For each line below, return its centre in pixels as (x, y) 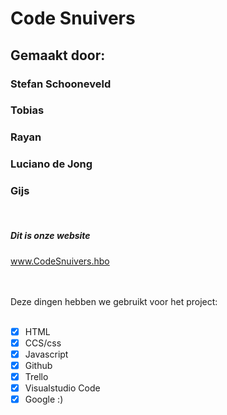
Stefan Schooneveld (61, 84)
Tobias (27, 110)
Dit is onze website (50, 236)
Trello (36, 376)
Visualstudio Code (62, 388)
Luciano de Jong (51, 164)
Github (38, 365)
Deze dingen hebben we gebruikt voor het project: (114, 301)
